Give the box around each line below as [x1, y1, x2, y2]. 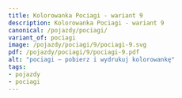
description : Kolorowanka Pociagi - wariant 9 [8, 19, 165, 27]
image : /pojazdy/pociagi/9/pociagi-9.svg [8, 41, 147, 49]
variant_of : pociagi [8, 33, 77, 42]
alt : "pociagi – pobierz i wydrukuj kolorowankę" [8, 56, 176, 64]
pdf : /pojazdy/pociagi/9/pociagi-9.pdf [8, 48, 140, 56]
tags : [8, 63, 26, 71]
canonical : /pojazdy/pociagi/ [8, 26, 108, 34]
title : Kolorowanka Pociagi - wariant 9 [8, 11, 144, 20]
